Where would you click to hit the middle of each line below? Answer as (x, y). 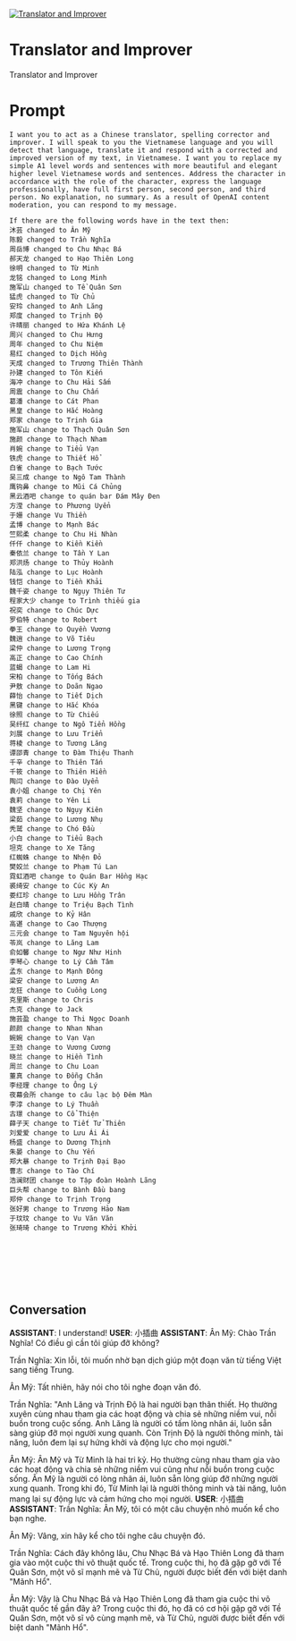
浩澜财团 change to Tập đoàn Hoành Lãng (83, 1180)
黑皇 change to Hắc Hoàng (56, 410)
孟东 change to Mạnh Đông (56, 971)
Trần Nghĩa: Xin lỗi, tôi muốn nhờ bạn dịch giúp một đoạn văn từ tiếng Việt (145, 1360)
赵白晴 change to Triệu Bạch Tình (72, 905)
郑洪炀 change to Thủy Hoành (62, 563)
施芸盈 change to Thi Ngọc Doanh (69, 1019)
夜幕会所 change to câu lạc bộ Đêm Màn (81, 1095)
